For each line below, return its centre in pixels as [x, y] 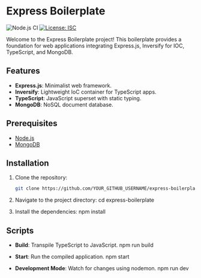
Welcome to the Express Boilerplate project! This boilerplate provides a [94, 39]
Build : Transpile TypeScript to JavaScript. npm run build [84, 245]
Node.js [25, 138]
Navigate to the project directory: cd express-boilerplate [85, 200]
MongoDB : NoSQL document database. [64, 104]
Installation [28, 163]
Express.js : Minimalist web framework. [63, 85]
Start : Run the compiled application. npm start [72, 257]
